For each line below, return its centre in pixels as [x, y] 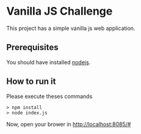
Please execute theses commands [49, 96]
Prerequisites [32, 47]
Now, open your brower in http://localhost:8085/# [69, 124]
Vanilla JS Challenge [60, 11]
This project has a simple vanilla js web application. [71, 28]
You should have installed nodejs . [49, 62]
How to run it [31, 82]
